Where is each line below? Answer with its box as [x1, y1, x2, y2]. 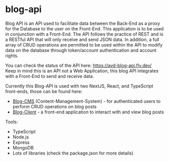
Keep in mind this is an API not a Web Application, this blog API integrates [5, 67, 159, 74]
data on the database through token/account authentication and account [5, 47, 157, 53]
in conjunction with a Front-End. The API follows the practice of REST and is [5, 31, 163, 37]
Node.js [12, 134, 29, 140]
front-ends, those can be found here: [5, 88, 82, 94]
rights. [5, 52, 19, 59]
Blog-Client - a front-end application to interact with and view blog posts [12, 109, 164, 115]
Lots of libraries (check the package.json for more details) [12, 150, 134, 156]
